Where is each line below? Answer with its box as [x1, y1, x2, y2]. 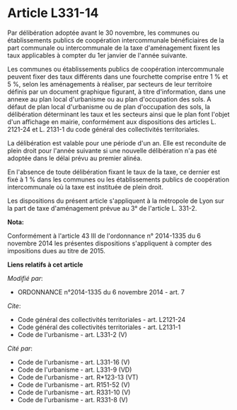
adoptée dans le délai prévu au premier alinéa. [7, 154, 143, 162]
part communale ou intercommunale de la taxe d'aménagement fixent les [7, 43, 221, 52]
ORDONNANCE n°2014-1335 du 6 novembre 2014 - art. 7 [17, 287, 185, 296]
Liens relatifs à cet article [7, 260, 83, 269]
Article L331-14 [7, 5, 99, 21]
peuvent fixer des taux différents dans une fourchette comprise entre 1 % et [7, 72, 229, 81]
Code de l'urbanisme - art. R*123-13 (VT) [17, 372, 139, 381]
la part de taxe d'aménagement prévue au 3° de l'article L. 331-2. [7, 204, 197, 212]
